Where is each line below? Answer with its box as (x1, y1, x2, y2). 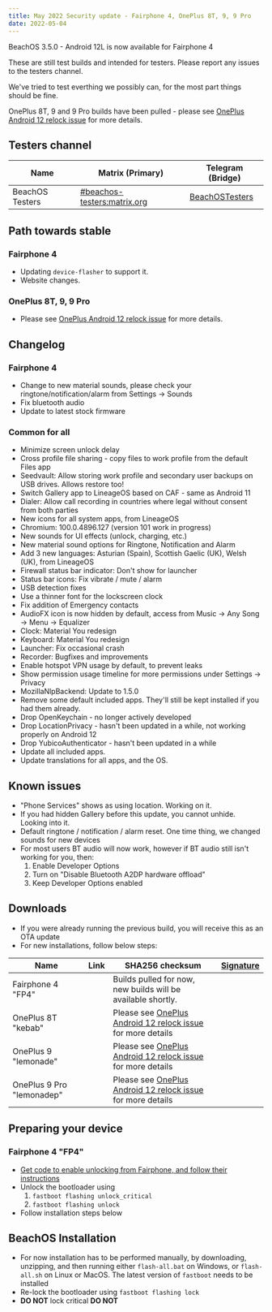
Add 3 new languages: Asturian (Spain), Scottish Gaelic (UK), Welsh (19, 549, 247, 559)
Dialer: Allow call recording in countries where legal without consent (19, 497, 248, 507)
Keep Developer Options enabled (32, 878, 143, 888)
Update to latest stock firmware (19, 406, 125, 416)
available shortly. (113, 994, 178, 1005)
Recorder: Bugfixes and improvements (19, 652, 148, 662)
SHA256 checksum (124, 960, 202, 971)
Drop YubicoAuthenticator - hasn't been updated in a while (19, 738, 217, 748)
